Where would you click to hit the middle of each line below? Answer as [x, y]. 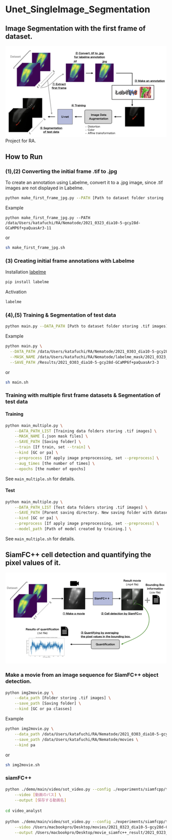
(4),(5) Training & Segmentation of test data [61, 315]
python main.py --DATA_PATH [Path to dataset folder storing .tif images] [87, 326]
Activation [16, 292]
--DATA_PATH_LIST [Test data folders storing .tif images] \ [81, 507]
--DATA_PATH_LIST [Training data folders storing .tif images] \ [86, 431]
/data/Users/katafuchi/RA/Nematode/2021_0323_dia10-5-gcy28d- [73, 223]
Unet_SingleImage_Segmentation [78, 9]
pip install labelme [27, 282]
